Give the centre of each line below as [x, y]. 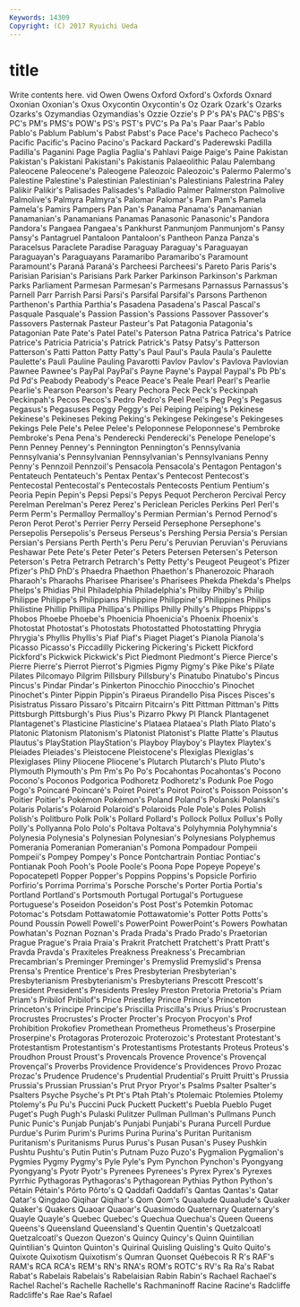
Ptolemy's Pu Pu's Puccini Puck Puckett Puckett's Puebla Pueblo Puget [141, 1104]
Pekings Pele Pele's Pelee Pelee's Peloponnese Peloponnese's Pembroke [145, 428]
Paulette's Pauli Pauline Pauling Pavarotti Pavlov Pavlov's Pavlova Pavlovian [149, 362]
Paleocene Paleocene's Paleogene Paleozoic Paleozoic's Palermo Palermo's [150, 171]
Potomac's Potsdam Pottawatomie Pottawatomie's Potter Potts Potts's [139, 914]
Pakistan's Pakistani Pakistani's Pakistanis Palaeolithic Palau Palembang [142, 161]
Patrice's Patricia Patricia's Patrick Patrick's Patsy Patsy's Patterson [134, 342]
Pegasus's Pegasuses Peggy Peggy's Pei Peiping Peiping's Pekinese [137, 410]
